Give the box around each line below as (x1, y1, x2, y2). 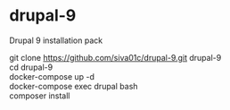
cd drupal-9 (9, 62, 53, 72)
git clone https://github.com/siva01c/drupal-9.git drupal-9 (9, 52, 222, 63)
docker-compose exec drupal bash (9, 80, 138, 91)
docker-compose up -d (9, 71, 95, 81)
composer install (9, 90, 70, 101)
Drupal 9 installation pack (9, 35, 103, 46)
